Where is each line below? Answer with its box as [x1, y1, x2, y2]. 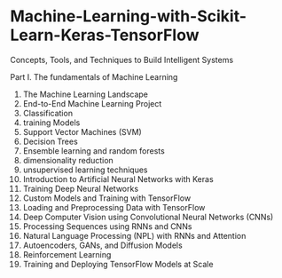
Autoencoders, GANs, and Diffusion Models [22, 240, 183, 250]
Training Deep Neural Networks [22, 183, 139, 194]
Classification [22, 107, 74, 118]
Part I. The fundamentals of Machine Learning [10, 71, 178, 82]
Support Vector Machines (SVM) [22, 126, 143, 137]
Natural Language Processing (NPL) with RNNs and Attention [22, 230, 247, 241]
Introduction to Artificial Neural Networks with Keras [22, 173, 214, 184]
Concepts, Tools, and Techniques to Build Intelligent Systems [10, 54, 234, 65]
